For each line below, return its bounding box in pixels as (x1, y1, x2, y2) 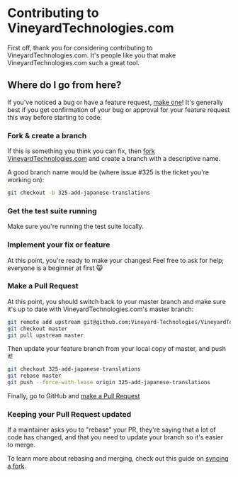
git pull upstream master (7, 332, 84, 339)
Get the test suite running (7, 206, 97, 215)
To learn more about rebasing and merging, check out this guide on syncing (7, 454, 229, 463)
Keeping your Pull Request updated (7, 409, 132, 419)
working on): (7, 176, 45, 184)
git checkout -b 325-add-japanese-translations (7, 189, 151, 196)
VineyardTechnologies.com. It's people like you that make (7, 51, 176, 60)
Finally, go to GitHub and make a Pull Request (7, 392, 140, 400)
